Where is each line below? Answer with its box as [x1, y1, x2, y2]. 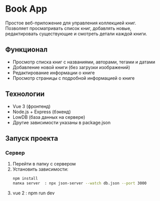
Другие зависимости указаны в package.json [12, 119, 111, 125]
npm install [12, 176, 38, 181]
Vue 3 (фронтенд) [12, 103, 51, 109]
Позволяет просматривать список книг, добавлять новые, [5, 25, 132, 31]
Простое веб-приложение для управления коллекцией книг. [5, 20, 137, 26]
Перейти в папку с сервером [12, 161, 76, 167]
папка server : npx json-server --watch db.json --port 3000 [12, 181, 147, 186]
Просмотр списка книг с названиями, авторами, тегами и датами [12, 59, 155, 65]
